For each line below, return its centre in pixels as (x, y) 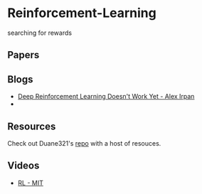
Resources (32, 126)
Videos (23, 166)
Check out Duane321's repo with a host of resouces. (84, 143)
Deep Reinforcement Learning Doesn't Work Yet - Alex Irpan (106, 97)
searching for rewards (40, 33)
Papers (23, 55)
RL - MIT (31, 183)
